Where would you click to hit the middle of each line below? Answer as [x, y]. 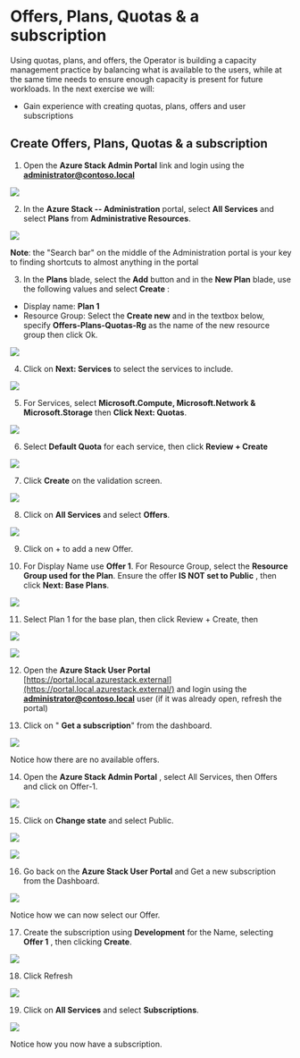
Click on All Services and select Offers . [96, 514]
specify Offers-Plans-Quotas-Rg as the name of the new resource [146, 325]
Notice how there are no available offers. [85, 759]
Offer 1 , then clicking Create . [77, 942]
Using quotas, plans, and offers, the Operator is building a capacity [133, 60]
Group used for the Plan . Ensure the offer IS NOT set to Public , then [150, 575]
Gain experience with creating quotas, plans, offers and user [134, 106]
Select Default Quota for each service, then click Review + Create [146, 446]
